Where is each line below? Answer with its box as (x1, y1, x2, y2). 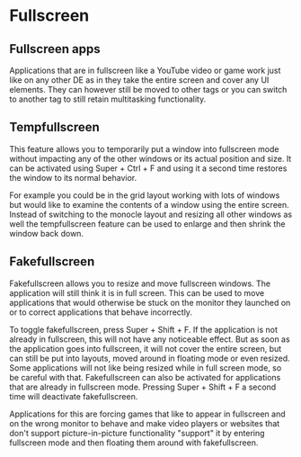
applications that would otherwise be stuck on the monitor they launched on (9, 297, 291, 308)
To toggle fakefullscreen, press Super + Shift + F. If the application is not (9, 324, 279, 335)
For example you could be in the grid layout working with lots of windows (9, 190, 280, 201)
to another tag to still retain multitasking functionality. (9, 94, 207, 104)
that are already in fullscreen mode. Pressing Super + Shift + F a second (9, 381, 277, 392)
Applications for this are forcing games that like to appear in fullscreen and (9, 408, 286, 419)
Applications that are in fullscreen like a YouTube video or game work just (9, 65, 281, 76)
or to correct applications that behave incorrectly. (9, 307, 193, 318)
